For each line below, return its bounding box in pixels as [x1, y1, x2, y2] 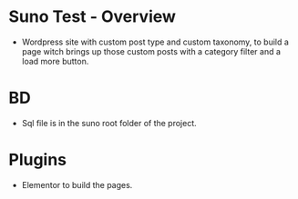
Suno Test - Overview [8, 6, 177, 27]
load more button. [21, 55, 89, 66]
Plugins [8, 150, 67, 170]
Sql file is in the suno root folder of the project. [21, 117, 197, 128]
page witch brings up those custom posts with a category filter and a [21, 45, 282, 56]
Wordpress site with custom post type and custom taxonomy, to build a [21, 36, 289, 47]
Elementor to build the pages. [21, 179, 133, 190]
